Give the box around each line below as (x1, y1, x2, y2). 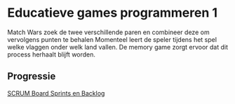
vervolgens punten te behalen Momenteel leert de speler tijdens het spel (7, 35, 217, 43)
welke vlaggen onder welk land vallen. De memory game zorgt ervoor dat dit (7, 43, 229, 51)
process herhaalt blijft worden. (7, 50, 96, 59)
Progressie (7, 70, 56, 82)
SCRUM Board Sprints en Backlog (7, 89, 105, 97)
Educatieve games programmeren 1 (7, 5, 218, 21)
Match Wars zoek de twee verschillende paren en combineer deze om (7, 28, 210, 36)
